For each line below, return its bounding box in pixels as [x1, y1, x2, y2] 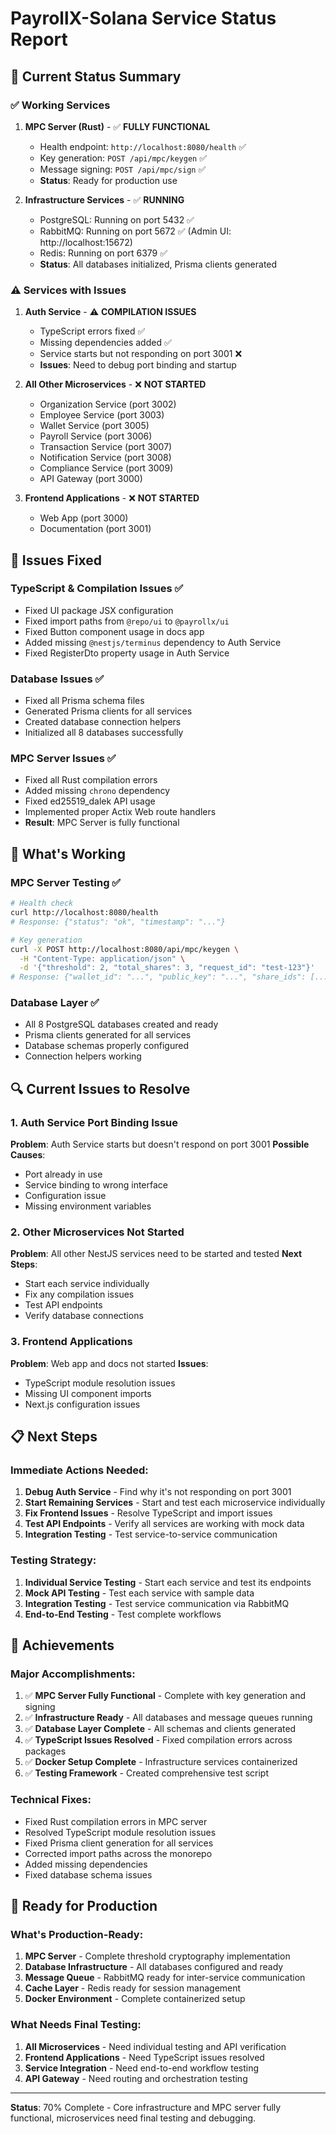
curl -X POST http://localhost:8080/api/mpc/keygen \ [10, 944, 240, 954]
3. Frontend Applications [10, 1335, 133, 1349]
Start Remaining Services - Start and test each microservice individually [24, 1497, 326, 1509]
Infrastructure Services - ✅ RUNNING [24, 193, 185, 206]
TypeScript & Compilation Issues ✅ [10, 582, 184, 596]
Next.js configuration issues [24, 1398, 141, 1410]
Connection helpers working [24, 1050, 142, 1062]
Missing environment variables [24, 1200, 152, 1212]
